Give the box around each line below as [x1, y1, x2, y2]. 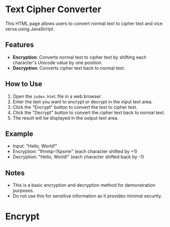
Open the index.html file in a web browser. [12, 93, 103, 99]
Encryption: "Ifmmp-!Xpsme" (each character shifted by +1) [12, 149, 138, 155]
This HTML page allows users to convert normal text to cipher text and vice [5, 20, 163, 26]
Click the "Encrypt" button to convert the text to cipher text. [12, 104, 138, 110]
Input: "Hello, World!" [12, 143, 57, 149]
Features [5, 41, 34, 49]
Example [5, 129, 33, 138]
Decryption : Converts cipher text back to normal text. [12, 65, 125, 71]
